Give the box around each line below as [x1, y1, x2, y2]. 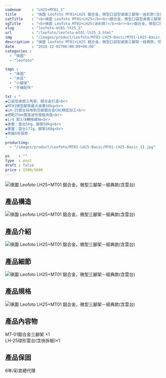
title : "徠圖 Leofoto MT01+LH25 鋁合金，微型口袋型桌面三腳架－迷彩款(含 [5, 12, 160, 17]
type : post [5, 158, 32, 163]
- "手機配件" [9, 85, 34, 90]
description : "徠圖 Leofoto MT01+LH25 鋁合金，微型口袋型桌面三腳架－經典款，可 [5, 40, 162, 45]
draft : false [5, 163, 35, 168]
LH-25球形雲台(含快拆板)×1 [5, 337, 61, 343]
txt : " [5, 94, 21, 99]
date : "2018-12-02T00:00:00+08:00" [5, 44, 96, 49]
